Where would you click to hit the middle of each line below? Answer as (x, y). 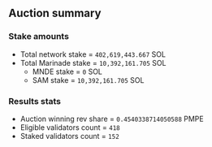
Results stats (35, 101)
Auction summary (55, 13)
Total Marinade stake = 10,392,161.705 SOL (93, 63)
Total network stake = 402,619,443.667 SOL (93, 54)
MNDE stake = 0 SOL (67, 71)
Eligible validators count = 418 (70, 127)
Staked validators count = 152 (69, 136)
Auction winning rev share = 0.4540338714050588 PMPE (112, 119)
